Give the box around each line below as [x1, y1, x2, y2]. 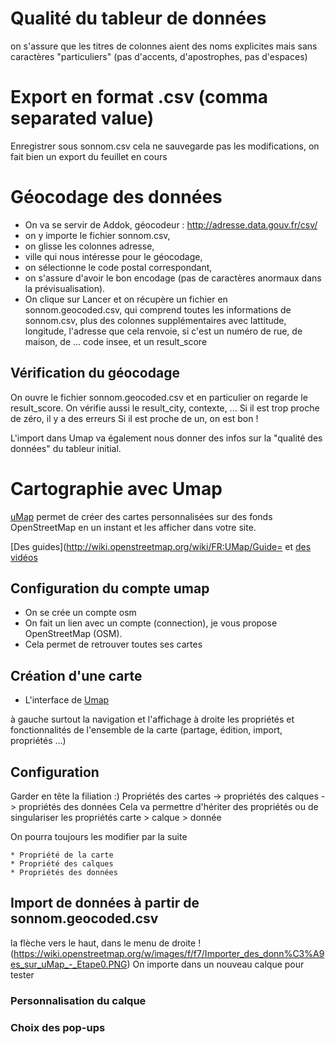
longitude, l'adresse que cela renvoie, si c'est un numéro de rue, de [24, 325, 303, 337]
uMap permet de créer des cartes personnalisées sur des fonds [10, 510, 273, 522]
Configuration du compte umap [10, 580, 210, 597]
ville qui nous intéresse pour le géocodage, [24, 250, 203, 262]
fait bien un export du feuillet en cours [10, 150, 168, 162]
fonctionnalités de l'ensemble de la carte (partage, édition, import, [10, 724, 283, 736]
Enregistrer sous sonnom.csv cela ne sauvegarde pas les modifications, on [10, 140, 320, 152]
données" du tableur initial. [10, 442, 122, 454]
